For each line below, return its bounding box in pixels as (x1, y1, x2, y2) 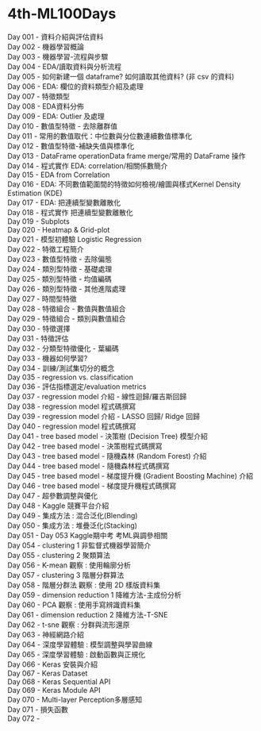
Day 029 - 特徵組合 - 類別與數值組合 (7, 314, 126, 323)
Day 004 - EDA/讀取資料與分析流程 (7, 61, 122, 71)
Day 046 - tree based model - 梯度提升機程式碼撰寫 (7, 481, 177, 491)
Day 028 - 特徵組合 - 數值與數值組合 (7, 303, 126, 314)
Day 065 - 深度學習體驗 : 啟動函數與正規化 (7, 649, 146, 659)
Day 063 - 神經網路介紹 (7, 629, 85, 639)
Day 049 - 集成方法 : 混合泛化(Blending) (7, 510, 138, 520)
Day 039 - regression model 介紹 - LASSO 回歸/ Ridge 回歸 (7, 411, 200, 421)
